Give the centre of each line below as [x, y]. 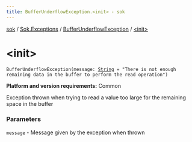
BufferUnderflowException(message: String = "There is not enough [91, 69]
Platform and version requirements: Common [64, 85]
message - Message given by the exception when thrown [76, 132]
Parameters [23, 119]
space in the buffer [30, 103]
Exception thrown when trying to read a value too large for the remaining [96, 97]
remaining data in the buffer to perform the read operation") [87, 75]
